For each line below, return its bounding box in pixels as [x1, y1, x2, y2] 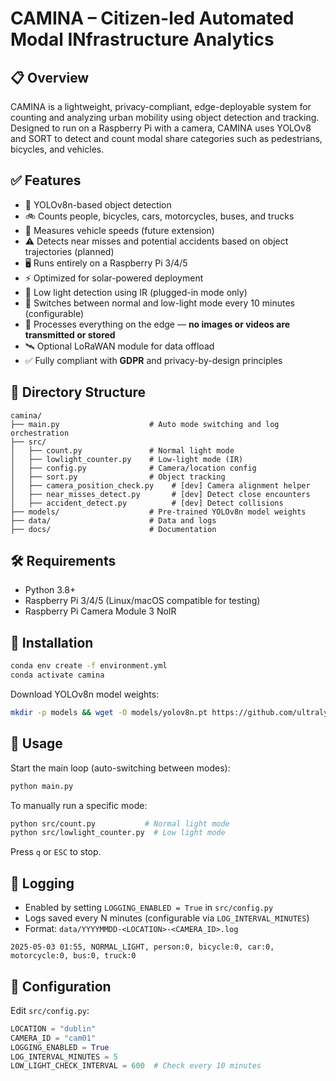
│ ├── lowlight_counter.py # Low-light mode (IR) [10, 454, 244, 464]
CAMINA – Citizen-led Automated [10, 7, 295, 30]
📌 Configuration [10, 978, 112, 995]
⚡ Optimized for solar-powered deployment [24, 272, 204, 284]
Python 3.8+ [24, 584, 77, 596]
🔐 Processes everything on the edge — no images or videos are [24, 318, 291, 330]
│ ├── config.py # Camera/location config [10, 463, 257, 473]
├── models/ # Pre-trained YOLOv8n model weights [10, 507, 307, 517]
